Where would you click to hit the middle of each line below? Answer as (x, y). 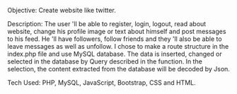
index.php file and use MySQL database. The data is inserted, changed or (115, 54)
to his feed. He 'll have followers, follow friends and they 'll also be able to (115, 39)
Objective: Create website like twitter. (62, 10)
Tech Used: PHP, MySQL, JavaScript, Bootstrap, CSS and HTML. (102, 83)
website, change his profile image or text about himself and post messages (117, 31)
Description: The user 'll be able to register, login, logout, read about (107, 24)
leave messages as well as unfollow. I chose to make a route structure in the (118, 46)
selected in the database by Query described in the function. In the (105, 61)
